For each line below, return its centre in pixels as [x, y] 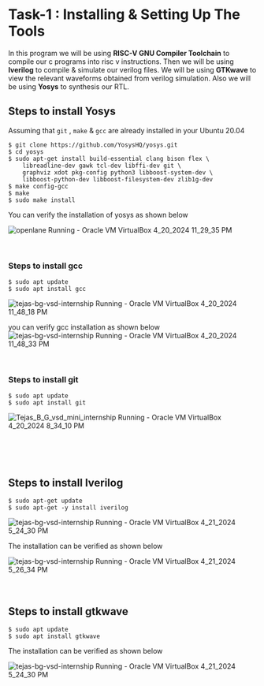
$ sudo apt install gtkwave [54, 636]
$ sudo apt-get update [45, 501]
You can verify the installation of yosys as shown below [98, 214]
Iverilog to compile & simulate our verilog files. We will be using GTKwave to [132, 69]
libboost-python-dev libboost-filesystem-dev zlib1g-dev [118, 179]
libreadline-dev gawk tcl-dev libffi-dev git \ [102, 166]
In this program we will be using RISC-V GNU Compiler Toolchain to [119, 53]
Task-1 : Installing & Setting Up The [124, 15]
